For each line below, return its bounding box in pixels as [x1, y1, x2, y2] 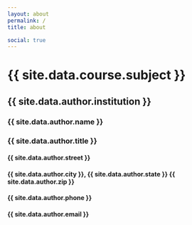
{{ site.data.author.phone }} [7, 194, 92, 202]
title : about [7, 23, 46, 31]
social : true [7, 36, 46, 43]
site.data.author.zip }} [7, 177, 75, 186]
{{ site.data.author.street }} [7, 154, 91, 162]
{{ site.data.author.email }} [7, 210, 90, 219]
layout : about [7, 10, 50, 18]
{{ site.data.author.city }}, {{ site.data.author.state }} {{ [7, 169, 176, 178]
